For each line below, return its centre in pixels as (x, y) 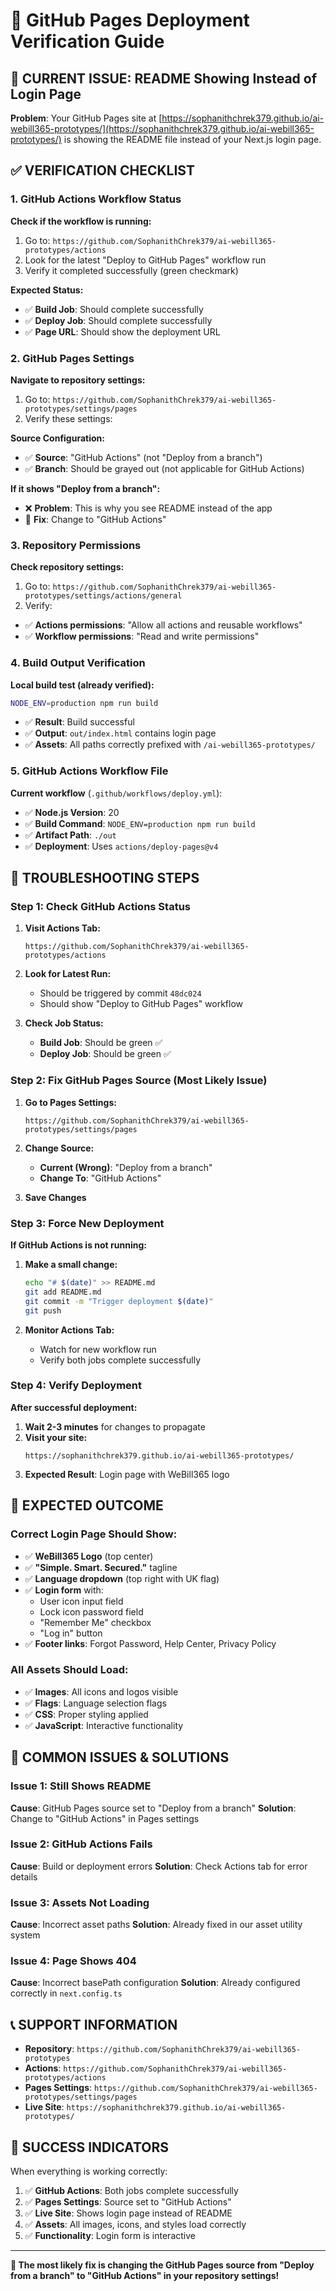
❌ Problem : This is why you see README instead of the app (148, 508)
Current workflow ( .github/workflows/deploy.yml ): (116, 793)
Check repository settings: (67, 567)
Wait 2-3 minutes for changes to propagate (115, 1426)
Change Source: (59, 1148)
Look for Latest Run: (68, 974)
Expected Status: (47, 290)
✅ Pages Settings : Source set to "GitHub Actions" (128, 2202)
